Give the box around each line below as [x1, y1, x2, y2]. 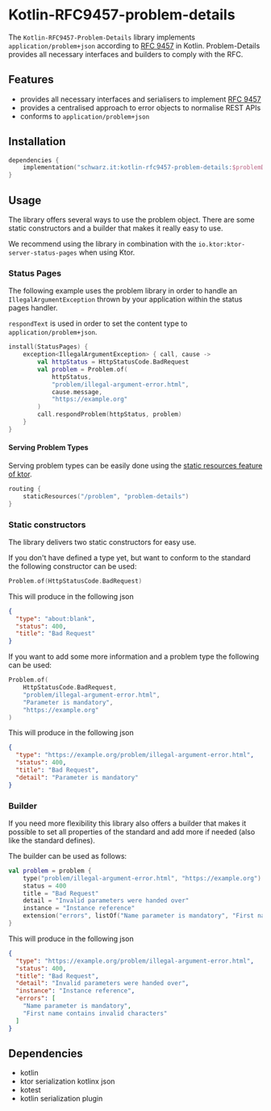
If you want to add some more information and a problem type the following [8, 651, 260, 662]
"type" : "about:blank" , [15, 614, 95, 622]
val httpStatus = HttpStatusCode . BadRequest [37, 358, 190, 366]
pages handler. [8, 303, 58, 313]
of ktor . [8, 469, 32, 479]
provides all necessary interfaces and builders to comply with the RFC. [8, 49, 244, 59]
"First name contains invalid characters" [23, 1009, 168, 1017]
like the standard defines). [8, 835, 95, 845]
